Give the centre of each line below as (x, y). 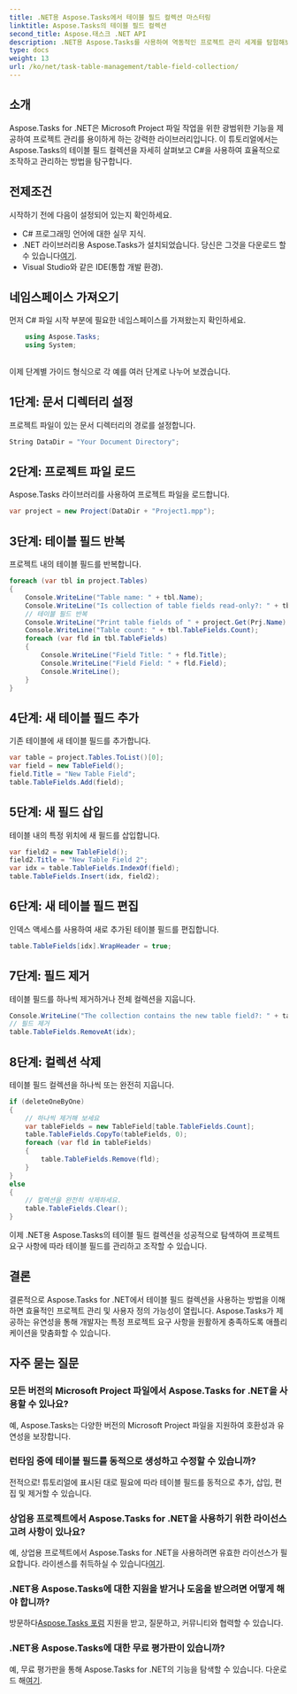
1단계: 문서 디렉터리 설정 (72, 402)
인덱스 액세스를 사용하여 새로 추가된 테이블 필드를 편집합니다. (114, 929)
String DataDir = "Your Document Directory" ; (94, 442)
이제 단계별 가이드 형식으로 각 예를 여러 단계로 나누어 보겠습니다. (120, 371)
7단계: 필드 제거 (49, 976)
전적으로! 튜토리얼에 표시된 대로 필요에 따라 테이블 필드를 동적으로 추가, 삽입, (141, 1482)
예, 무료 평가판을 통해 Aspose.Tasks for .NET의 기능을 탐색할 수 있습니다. (136, 1669)
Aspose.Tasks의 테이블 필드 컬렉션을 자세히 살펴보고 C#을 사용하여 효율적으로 (145, 150)
